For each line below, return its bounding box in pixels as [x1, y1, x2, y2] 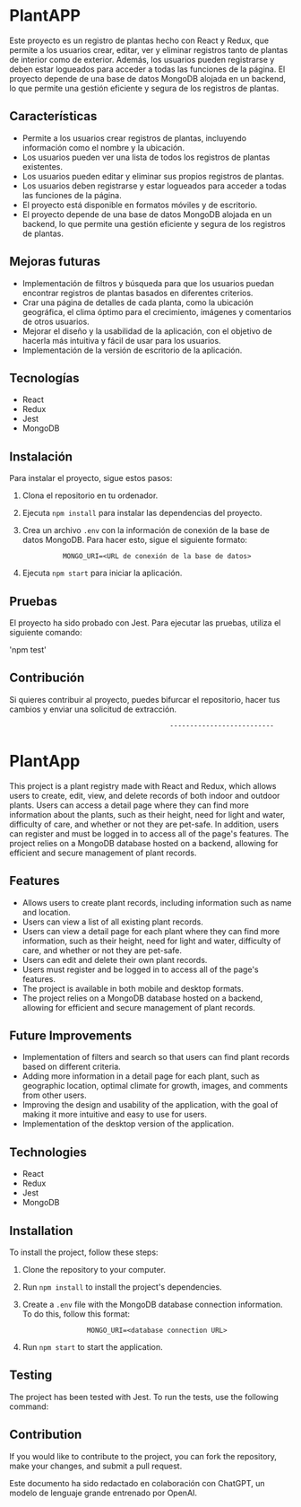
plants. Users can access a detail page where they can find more [9, 800, 249, 810]
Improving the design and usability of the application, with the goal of [21, 1100, 279, 1110]
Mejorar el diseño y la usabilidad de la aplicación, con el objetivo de [21, 325, 272, 337]
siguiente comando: [9, 627, 82, 637]
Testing [9, 1368, 53, 1383]
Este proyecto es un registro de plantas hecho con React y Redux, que [9, 35, 270, 46]
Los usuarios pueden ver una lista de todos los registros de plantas [21, 152, 271, 162]
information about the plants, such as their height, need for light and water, [9, 809, 286, 819]
